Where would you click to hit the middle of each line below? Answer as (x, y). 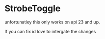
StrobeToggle (33, 9)
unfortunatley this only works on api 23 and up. (52, 22)
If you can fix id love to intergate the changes (50, 31)
